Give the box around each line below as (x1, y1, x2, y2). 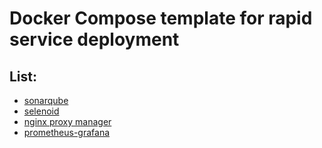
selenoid (23, 105, 60, 117)
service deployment (9, 28, 180, 51)
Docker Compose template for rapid (9, 7, 313, 30)
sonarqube (23, 95, 69, 106)
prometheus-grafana (23, 127, 111, 138)
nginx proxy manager (23, 116, 112, 127)
